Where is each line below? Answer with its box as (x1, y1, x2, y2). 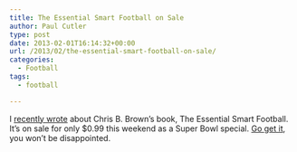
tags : (9, 72, 30, 81)
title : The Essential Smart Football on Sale (9, 13, 184, 23)
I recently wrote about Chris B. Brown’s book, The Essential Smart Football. (9, 113, 289, 124)
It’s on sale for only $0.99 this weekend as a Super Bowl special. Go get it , (9, 123, 286, 134)
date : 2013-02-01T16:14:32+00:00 (9, 38, 136, 48)
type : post (9, 30, 51, 39)
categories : (9, 55, 54, 64)
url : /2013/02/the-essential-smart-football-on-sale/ (9, 47, 217, 56)
